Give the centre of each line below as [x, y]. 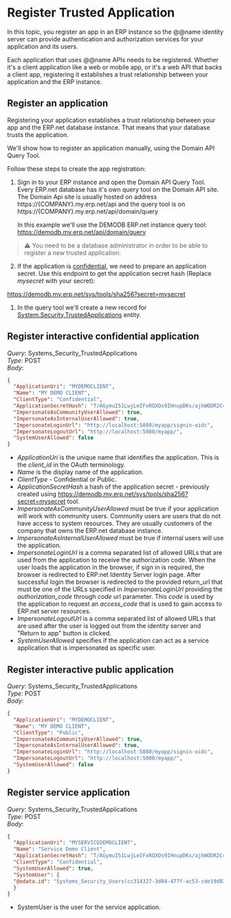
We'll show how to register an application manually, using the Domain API [111, 148]
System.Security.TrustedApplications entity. [79, 314]
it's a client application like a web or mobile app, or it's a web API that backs [114, 67]
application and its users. [43, 46]
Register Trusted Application [91, 13]
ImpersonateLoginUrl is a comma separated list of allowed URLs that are [120, 553]
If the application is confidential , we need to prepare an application [112, 266]
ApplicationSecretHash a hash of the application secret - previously [113, 487]
